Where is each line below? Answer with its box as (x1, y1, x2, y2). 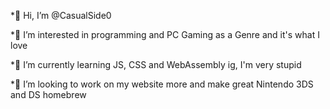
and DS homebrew (10, 89, 87, 100)
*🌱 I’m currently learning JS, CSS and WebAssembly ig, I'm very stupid (10, 59, 302, 70)
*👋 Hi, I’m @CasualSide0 (10, 10, 112, 21)
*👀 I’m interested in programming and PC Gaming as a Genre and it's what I (10, 29, 320, 40)
